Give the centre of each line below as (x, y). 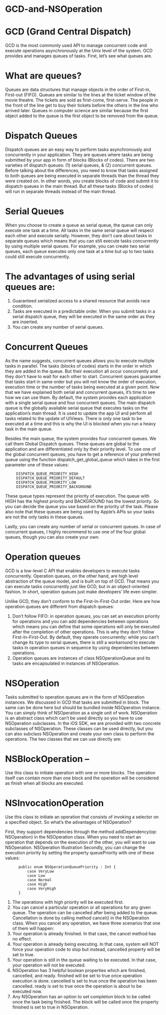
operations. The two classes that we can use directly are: (63, 739)
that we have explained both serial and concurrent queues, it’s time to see (80, 392)
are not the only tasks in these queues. (44, 517)
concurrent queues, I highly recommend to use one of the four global (75, 532)
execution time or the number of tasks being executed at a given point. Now (82, 387)
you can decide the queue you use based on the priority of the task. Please (82, 506)
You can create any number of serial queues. (58, 327)
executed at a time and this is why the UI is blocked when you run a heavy (81, 423)
